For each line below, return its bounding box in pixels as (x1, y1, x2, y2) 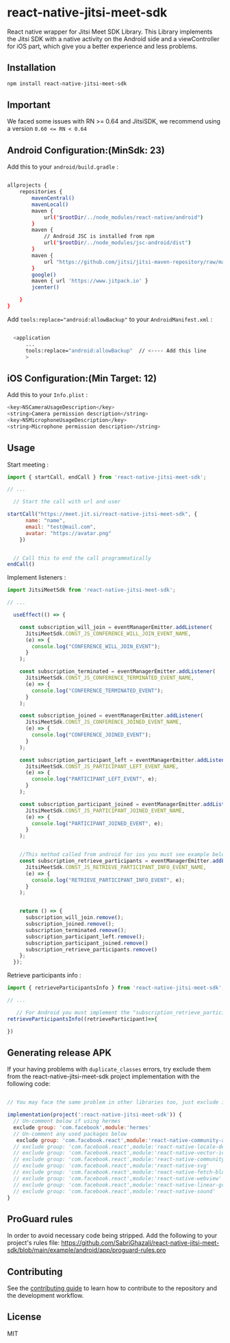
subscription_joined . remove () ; (25, 920, 115, 927)
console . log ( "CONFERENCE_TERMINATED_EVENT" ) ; (31, 687, 164, 694)
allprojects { (7, 182, 48, 189)
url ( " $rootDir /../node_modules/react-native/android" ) (43, 214, 204, 221)
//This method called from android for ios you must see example (19, 851, 210, 858)
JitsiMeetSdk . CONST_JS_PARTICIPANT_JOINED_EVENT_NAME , (25, 807, 186, 814)
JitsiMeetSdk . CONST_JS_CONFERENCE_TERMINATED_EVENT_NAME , (25, 674, 194, 681)
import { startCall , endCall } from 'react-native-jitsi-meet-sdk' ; (7, 473, 207, 481)
